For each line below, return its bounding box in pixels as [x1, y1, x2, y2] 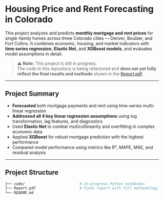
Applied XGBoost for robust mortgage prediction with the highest [12, 134, 144, 140]
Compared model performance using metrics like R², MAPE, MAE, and [12, 144, 153, 150]
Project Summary [5, 90, 60, 98]
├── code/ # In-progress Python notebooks [5, 181, 145, 186]
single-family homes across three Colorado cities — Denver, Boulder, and [5, 35, 153, 41]
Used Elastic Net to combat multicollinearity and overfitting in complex [12, 124, 155, 129]
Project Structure [5, 168, 59, 177]
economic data [12, 128, 42, 134]
